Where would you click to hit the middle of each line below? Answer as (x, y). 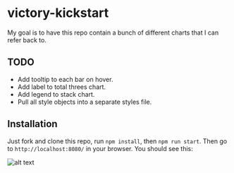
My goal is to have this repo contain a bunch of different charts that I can (113, 32)
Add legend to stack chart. (56, 94)
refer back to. (27, 40)
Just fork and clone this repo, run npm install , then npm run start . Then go (117, 141)
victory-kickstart (58, 13)
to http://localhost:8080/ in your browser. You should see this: (100, 148)
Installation (32, 124)
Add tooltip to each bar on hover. (65, 79)
